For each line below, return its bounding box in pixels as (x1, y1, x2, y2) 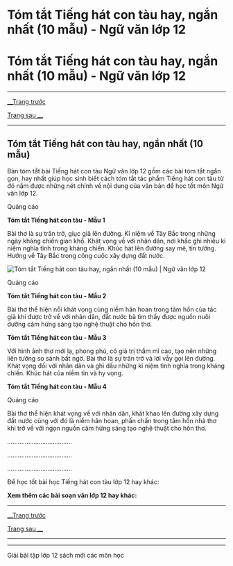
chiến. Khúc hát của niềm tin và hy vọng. (7, 368, 123, 377)
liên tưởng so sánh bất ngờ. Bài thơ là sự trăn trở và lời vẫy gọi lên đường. (7, 354, 216, 362)
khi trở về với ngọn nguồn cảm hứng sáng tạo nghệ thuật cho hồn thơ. (7, 424, 207, 432)
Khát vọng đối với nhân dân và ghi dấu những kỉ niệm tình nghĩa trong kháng (7, 361, 225, 370)
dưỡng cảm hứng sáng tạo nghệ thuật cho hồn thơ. (7, 320, 153, 328)
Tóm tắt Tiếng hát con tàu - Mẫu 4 (7, 382, 107, 391)
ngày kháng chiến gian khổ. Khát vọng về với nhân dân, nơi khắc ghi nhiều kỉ (7, 237, 226, 245)
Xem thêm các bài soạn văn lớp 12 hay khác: (7, 491, 137, 499)
